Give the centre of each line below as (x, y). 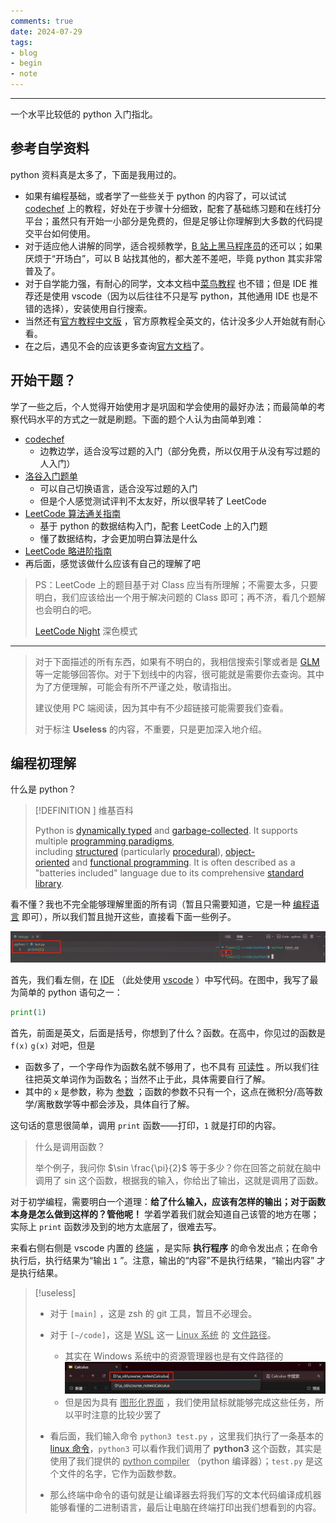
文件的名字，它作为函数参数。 (120, 1473)
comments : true (42, 21)
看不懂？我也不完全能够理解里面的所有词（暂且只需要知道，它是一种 (150, 904)
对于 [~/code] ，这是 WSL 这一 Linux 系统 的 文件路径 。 (163, 1334)
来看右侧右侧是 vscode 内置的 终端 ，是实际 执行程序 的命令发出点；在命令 (164, 1247)
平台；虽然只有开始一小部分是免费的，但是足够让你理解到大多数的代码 (169, 221)
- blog (24, 53)
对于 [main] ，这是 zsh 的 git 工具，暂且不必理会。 (153, 1313)
